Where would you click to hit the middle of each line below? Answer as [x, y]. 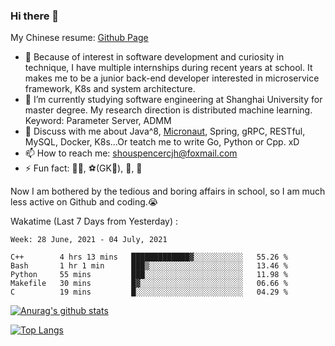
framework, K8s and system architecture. [110, 89]
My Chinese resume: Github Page [79, 38]
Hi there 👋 [35, 16]
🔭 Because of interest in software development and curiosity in [154, 57]
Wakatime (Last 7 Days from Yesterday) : [94, 221]
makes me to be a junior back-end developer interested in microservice [172, 78]
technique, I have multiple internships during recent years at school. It [168, 68]
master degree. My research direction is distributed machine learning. [168, 110]
